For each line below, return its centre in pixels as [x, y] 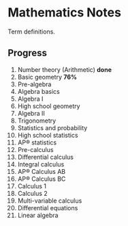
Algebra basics [38, 91]
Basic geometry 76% [47, 77]
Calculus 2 [33, 193]
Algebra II [31, 113]
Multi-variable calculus [50, 201]
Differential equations [48, 208]
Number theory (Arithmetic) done [64, 69]
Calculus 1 [32, 186]
